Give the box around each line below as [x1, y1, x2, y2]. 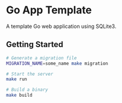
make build [6, 93, 33, 98]
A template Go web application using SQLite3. [6, 23, 117, 30]
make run [6, 76, 27, 82]
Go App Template [6, 3, 92, 17]
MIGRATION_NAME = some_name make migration [6, 61, 109, 66]
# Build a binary [6, 87, 48, 93]
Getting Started [6, 40, 64, 49]
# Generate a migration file [6, 55, 77, 61]
